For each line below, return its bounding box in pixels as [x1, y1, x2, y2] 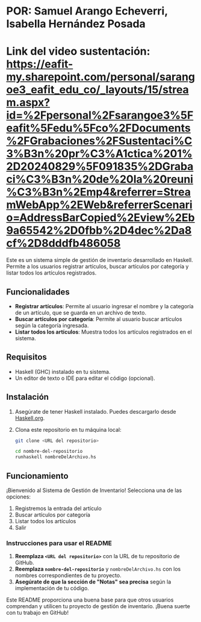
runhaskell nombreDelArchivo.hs [14, 454, 96, 460]
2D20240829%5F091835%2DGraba [6, 160, 194, 173]
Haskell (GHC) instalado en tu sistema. [14, 368, 111, 375]
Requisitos [6, 352, 47, 362]
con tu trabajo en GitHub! [6, 609, 69, 617]
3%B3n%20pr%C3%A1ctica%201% [6, 147, 193, 161]
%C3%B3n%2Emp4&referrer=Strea [6, 185, 191, 199]
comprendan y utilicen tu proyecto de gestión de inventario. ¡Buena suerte [6, 603, 191, 610]
